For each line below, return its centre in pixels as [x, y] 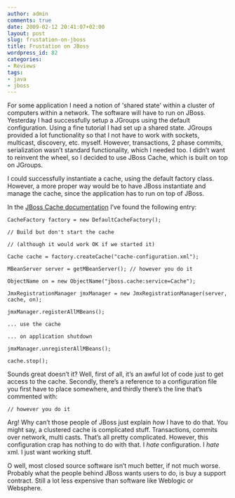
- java [17, 79]
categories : [25, 60]
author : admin [28, 14]
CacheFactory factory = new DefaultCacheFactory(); [84, 220]
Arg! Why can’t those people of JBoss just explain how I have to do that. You [117, 422]
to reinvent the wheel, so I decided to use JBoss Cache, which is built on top [117, 158]
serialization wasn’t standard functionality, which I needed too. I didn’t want [116, 150]
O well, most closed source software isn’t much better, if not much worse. [114, 466]
